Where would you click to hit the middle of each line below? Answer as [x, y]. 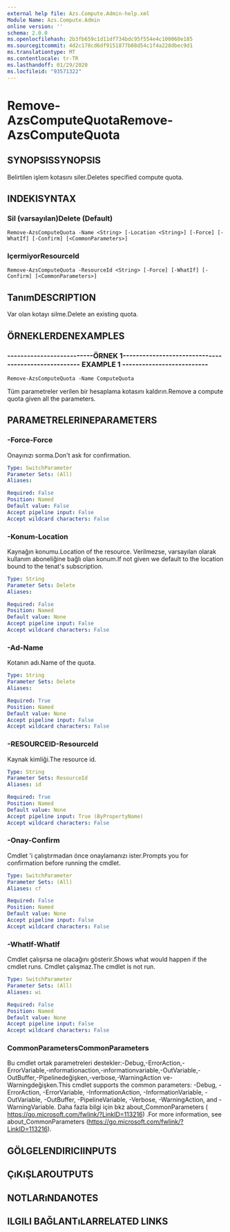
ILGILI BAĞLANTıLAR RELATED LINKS [88, 1221]
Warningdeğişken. [33, 1085]
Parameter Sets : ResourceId [48, 778]
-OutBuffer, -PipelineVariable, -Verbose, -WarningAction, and [131, 1100]
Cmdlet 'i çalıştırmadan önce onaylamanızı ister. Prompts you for [98, 855]
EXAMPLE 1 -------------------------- [145, 364]
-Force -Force [30, 440]
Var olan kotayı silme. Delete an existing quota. [73, 314]
